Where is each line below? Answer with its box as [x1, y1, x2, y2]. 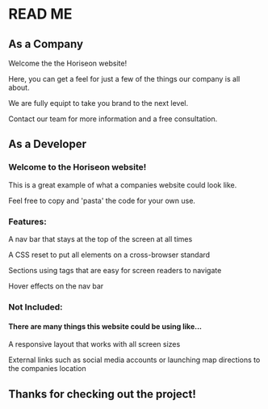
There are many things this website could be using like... [8, 321, 202, 331]
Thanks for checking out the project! [8, 387, 196, 401]
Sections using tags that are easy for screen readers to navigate [8, 265, 222, 275]
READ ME [8, 5, 73, 23]
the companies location [8, 364, 86, 373]
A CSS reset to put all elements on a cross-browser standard [8, 250, 211, 259]
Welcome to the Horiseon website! [8, 162, 147, 173]
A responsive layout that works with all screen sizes [8, 339, 181, 349]
